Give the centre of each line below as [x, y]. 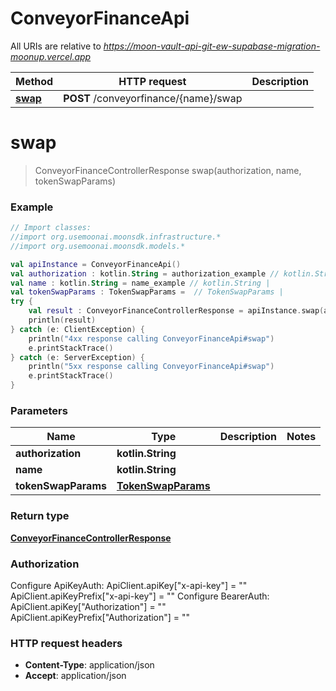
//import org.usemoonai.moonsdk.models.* [98, 246]
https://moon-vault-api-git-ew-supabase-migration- [212, 46]
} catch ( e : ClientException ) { [77, 329]
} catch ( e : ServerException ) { [77, 357]
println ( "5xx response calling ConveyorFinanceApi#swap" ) [151, 367]
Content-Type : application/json [89, 665]
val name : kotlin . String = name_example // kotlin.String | [140, 283]
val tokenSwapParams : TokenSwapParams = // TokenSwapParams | [147, 292]
